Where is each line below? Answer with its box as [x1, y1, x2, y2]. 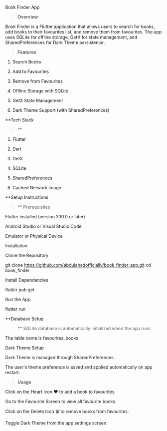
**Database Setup [5, 316, 44, 322]
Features [17, 49, 36, 55]
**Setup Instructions [5, 194, 49, 200]
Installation [5, 243, 28, 249]
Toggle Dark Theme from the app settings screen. [5, 420, 108, 426]
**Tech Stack [5, 117, 34, 123]
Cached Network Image [12, 185, 61, 190]
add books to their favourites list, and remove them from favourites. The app [5, 29, 162, 34]
